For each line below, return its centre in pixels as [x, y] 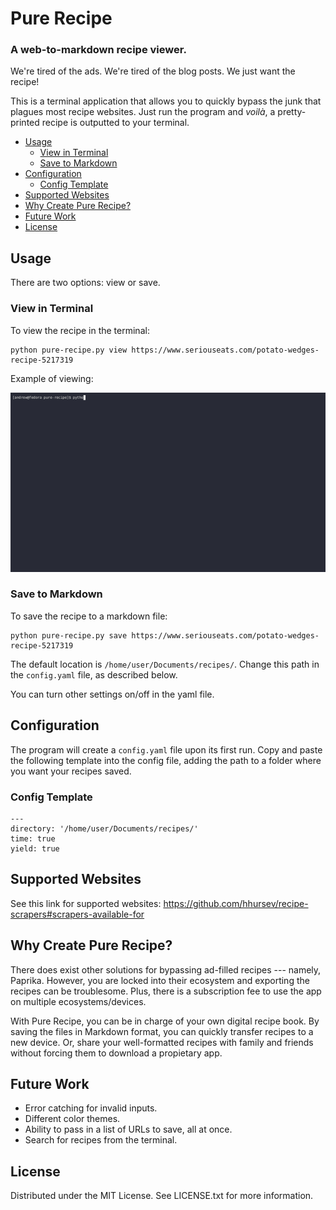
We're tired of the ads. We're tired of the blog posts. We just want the [153, 71]
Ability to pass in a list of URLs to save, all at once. [128, 1129]
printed [25, 123]
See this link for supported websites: [86, 903]
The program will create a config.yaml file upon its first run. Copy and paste [166, 749]
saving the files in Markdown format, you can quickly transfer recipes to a [162, 1031]
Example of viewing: [52, 378]
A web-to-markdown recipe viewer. [98, 50]
